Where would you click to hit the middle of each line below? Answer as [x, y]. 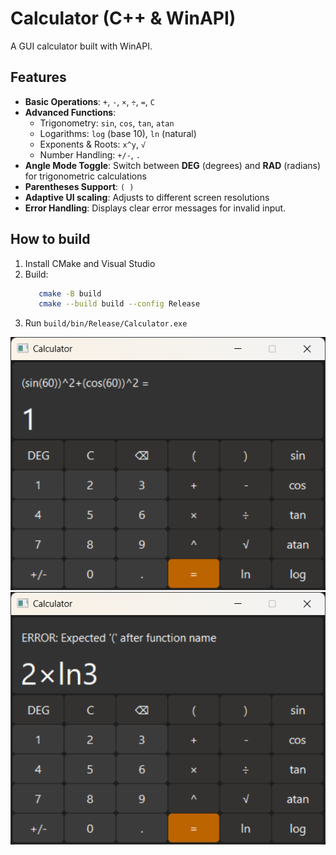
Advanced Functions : [70, 112]
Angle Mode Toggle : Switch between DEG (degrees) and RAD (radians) [173, 165]
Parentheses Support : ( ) [79, 186]
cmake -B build [70, 293]
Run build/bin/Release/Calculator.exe [106, 323]
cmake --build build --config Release [119, 304]
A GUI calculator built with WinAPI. [81, 46]
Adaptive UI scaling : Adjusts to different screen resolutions [147, 197]
